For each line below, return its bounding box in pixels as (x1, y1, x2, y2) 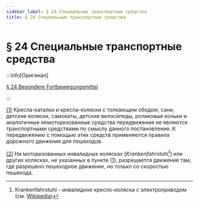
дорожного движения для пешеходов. (6, 137, 103, 145)
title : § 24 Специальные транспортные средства (6, 14, 126, 20)
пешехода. (6, 169, 33, 177)
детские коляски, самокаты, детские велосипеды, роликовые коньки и (6, 113, 187, 120)
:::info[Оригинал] (6, 72, 49, 79)
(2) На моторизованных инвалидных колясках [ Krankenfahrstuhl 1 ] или (6, 149, 183, 158)
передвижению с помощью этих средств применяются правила (6, 132, 170, 139)
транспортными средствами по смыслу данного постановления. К (6, 125, 176, 132)
